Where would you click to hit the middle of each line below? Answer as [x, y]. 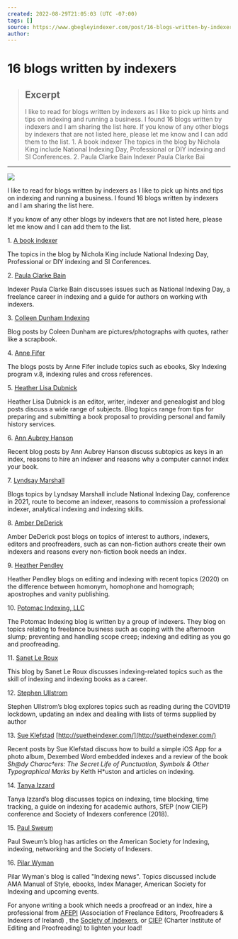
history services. [32, 424]
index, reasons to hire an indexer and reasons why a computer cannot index [118, 459]
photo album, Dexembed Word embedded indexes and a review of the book [118, 757]
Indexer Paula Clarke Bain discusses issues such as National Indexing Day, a [119, 289]
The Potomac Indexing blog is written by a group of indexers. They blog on [117, 622]
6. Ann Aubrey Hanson [40, 438]
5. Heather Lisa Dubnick [42, 388]
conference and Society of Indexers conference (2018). [88, 814]
